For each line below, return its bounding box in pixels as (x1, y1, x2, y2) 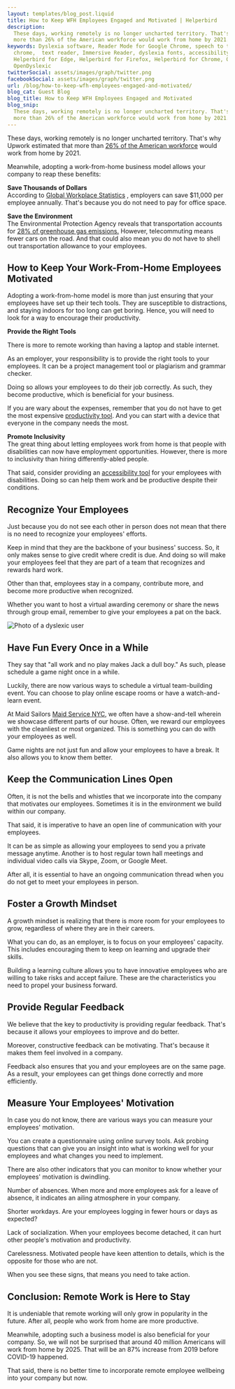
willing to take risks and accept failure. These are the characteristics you (7, 973, 217, 982)
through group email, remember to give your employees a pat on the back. (7, 608, 222, 616)
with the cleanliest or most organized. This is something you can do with (7, 725, 216, 733)
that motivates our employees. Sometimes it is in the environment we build (7, 799, 222, 808)
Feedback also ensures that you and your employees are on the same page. (7, 1062, 226, 1070)
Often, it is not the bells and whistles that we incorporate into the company (7, 792, 222, 800)
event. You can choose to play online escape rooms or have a (7, 689, 185, 698)
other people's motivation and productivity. (7, 1235, 131, 1245)
